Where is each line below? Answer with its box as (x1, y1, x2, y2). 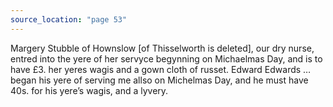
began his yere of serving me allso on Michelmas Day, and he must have (10, 74, 309, 86)
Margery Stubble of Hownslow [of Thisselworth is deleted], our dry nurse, (10, 42, 315, 54)
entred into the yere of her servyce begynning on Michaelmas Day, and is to (10, 52, 323, 65)
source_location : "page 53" (10, 14, 128, 25)
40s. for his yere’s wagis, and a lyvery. (10, 84, 169, 96)
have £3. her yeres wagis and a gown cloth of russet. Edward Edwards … (10, 63, 312, 75)
